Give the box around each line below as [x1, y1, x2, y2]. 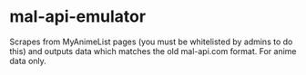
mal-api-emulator [9, 6, 147, 27]
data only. [9, 55, 47, 66]
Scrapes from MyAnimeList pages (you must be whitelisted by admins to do [9, 36, 293, 47]
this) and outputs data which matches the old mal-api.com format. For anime [9, 45, 298, 56]
